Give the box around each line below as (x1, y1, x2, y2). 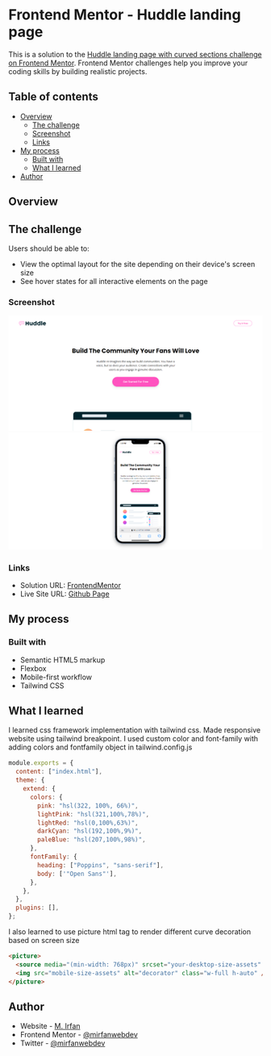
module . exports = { (8, 759, 74, 767)
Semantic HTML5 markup (19, 655, 106, 665)
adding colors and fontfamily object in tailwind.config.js (8, 742, 193, 752)
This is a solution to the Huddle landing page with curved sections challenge (8, 49, 262, 59)
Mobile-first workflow (19, 672, 93, 682)
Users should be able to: (8, 244, 90, 253)
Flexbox (19, 663, 47, 673)
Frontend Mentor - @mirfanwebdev (19, 1030, 139, 1040)
